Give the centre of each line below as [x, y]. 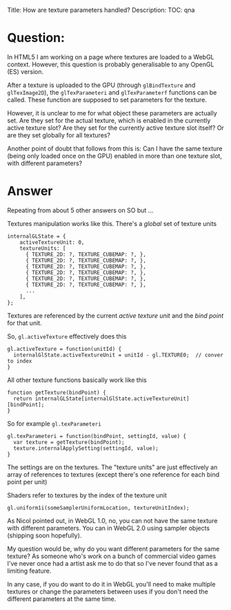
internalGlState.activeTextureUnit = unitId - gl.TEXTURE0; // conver [119, 355]
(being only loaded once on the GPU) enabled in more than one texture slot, [115, 155]
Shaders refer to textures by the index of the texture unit [87, 495]
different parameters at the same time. [62, 599]
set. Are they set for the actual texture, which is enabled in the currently [109, 120]
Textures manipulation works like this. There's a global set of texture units [112, 223]
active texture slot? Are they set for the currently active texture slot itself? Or [115, 128]
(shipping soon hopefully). [44, 535]
